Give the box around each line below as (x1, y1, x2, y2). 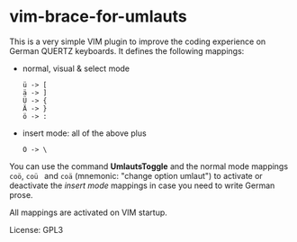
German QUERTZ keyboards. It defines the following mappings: (9, 45, 245, 56)
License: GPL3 (9, 224, 64, 235)
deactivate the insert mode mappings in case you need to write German (9, 180, 275, 191)
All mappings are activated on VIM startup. (9, 207, 168, 218)
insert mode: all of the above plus (22, 128, 147, 139)
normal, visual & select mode (22, 63, 130, 74)
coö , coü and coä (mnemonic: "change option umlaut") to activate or (9, 170, 263, 181)
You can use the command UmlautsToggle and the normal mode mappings (9, 160, 289, 172)
